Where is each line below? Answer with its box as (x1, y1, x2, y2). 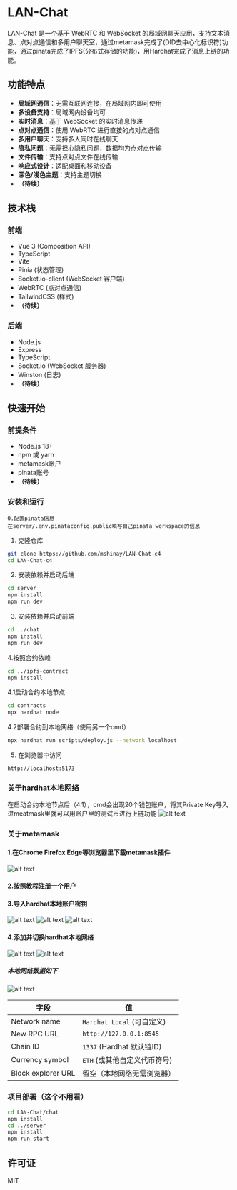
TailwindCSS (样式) (17, 292, 74, 301)
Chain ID (11, 1041, 40, 1051)
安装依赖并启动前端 (17, 612, 75, 621)
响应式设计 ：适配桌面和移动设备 (17, 161, 112, 170)
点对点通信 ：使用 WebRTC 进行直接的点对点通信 (17, 126, 161, 134)
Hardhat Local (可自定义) (81, 1017, 166, 1027)
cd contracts (7, 702, 46, 709)
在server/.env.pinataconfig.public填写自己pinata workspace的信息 (7, 522, 201, 529)
